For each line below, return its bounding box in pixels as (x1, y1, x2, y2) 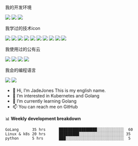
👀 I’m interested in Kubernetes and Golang (12, 93, 100, 98)
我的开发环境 (5, 4, 31, 10)
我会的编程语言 (5, 67, 36, 73)
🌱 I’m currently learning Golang (12, 98, 76, 104)
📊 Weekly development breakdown (5, 115, 81, 121)
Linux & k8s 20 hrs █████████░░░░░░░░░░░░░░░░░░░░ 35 (5, 131, 131, 136)
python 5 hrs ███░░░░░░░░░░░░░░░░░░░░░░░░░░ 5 (5, 136, 131, 141)
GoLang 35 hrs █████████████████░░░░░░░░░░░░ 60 (5, 127, 133, 132)
